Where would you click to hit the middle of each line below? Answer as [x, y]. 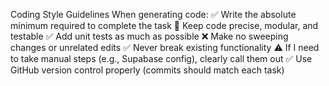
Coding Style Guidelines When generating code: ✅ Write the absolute [153, 14]
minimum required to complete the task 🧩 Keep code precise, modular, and [164, 25]
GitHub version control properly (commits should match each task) [147, 70]
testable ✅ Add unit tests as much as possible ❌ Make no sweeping [149, 36]
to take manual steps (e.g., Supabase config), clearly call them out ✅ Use [161, 58]
